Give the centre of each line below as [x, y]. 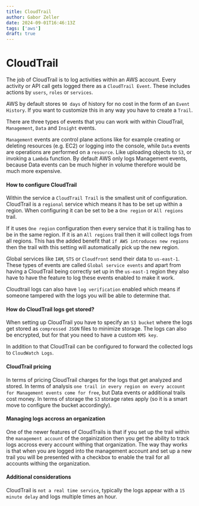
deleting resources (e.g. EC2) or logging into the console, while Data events [98, 146]
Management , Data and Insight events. [51, 128]
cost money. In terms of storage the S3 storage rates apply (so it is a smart [97, 398]
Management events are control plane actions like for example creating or [93, 140]
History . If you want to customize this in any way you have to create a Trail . [99, 110]
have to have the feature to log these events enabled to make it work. [91, 278]
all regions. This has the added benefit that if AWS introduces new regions [98, 241]
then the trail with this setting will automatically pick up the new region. [93, 247]
